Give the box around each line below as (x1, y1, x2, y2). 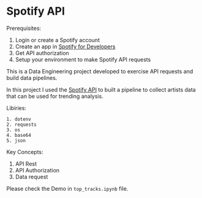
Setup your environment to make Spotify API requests (15, 56, 151, 63)
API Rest (15, 160, 37, 167)
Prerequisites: (6, 24, 42, 32)
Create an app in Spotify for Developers (15, 43, 116, 50)
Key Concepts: (6, 148, 44, 155)
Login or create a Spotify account (15, 36, 100, 43)
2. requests (6, 121, 37, 128)
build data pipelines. (6, 74, 58, 81)
